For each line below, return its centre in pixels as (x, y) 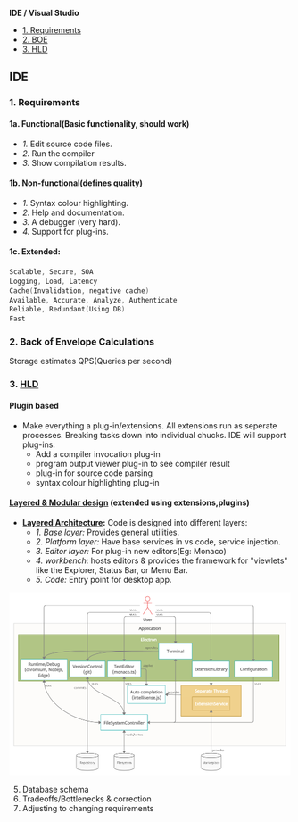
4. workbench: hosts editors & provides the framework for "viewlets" (161, 560)
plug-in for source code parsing (94, 473)
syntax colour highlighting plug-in (97, 482)
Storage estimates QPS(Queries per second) (91, 361)
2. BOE (35, 40)
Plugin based (34, 405)
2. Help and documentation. (73, 212)
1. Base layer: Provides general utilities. (108, 532)
